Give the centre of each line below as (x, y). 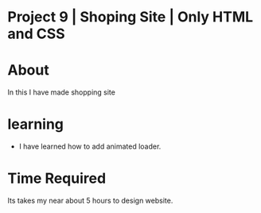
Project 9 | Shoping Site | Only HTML (130, 17)
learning (36, 124)
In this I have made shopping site (62, 92)
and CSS (36, 34)
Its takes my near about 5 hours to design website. (90, 200)
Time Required (57, 178)
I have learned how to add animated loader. (90, 146)
